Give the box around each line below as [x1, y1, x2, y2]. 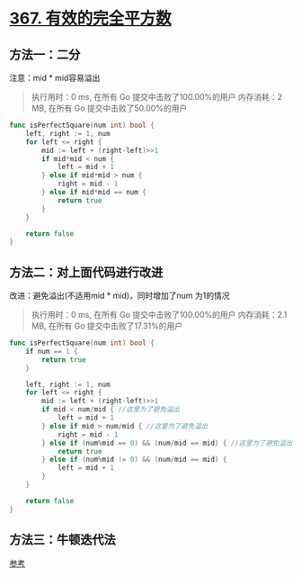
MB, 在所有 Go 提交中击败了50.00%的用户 [31, 103, 188, 113]
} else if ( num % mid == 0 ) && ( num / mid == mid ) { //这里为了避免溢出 [41, 438, 293, 447]
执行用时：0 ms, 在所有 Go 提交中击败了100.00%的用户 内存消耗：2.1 [31, 310, 288, 320]
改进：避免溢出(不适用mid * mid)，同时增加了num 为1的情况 [9, 290, 230, 302]
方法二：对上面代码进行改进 [9, 265, 164, 280]
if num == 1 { [25, 347, 78, 356]
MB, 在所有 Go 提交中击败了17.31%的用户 [31, 320, 182, 331]
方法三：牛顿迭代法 [9, 532, 116, 547]
